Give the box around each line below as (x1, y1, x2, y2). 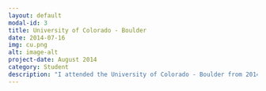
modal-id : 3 (8, 19, 47, 27)
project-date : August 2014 (8, 56, 97, 64)
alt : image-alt (8, 48, 59, 56)
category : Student (8, 63, 69, 71)
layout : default (8, 11, 62, 20)
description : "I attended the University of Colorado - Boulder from (8, 70, 243, 78)
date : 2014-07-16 (8, 33, 66, 42)
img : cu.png (8, 41, 47, 49)
